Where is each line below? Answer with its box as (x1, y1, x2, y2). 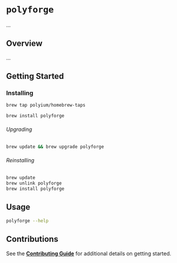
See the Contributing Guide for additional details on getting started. (6, 249, 172, 257)
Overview (6, 38, 43, 48)
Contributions (6, 234, 58, 244)
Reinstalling (6, 156, 35, 163)
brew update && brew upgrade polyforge (6, 144, 104, 150)
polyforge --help (6, 218, 49, 223)
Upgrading (6, 126, 32, 133)
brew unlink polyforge (6, 180, 62, 186)
